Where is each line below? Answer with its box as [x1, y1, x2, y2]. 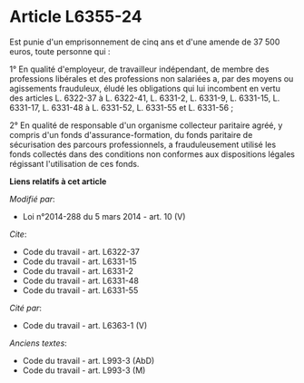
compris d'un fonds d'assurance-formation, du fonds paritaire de [9, 129, 253, 140]
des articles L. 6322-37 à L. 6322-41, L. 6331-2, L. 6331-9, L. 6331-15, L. [9, 93, 280, 103]
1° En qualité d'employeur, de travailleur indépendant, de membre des [9, 64, 270, 74]
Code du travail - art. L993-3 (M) [22, 365, 146, 376]
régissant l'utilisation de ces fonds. [9, 158, 140, 169]
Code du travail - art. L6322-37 [22, 246, 141, 257]
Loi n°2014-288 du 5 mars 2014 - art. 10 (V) [22, 211, 186, 221]
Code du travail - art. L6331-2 [22, 265, 134, 276]
